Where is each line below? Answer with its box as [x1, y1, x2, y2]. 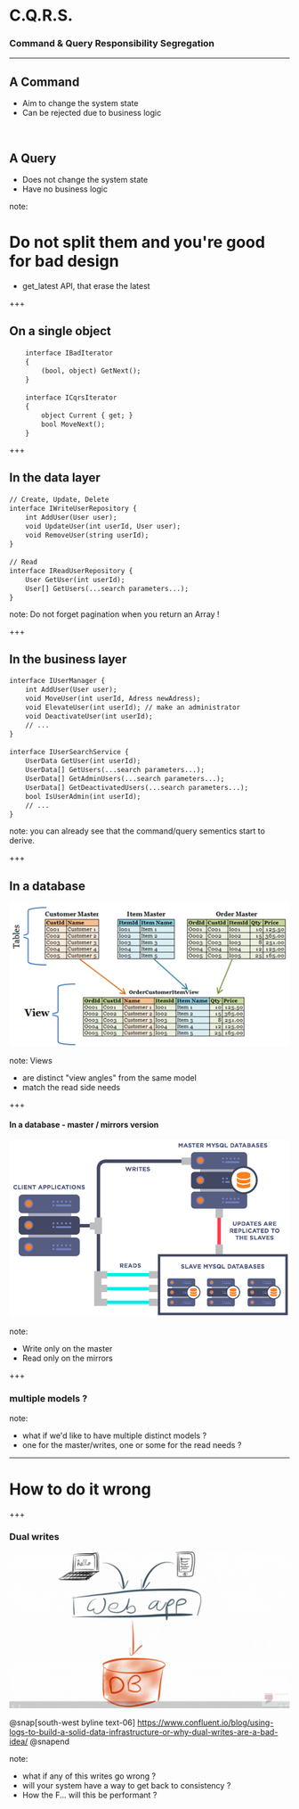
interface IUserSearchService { [9, 748, 129, 757]
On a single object [9, 324, 111, 339]
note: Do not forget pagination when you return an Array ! [9, 608, 220, 620]
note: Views [9, 1055, 53, 1065]
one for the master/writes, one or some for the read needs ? [21, 1439, 242, 1450]
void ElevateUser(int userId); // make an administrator [25, 703, 241, 712]
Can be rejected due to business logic [21, 108, 162, 119]
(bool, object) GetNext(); [41, 366, 141, 375]
